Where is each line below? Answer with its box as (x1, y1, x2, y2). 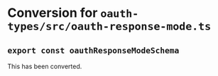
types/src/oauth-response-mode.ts (7, 20, 212, 33)
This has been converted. (7, 62, 82, 70)
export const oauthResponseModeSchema (7, 45, 180, 56)
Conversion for (7, 5, 98, 21)
